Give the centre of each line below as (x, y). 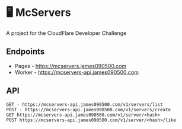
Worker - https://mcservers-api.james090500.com (77, 72)
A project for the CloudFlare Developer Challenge (66, 33)
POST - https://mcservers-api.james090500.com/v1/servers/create (88, 109)
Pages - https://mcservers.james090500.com (71, 66)
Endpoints (25, 52)
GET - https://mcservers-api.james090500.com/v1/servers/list (84, 104)
